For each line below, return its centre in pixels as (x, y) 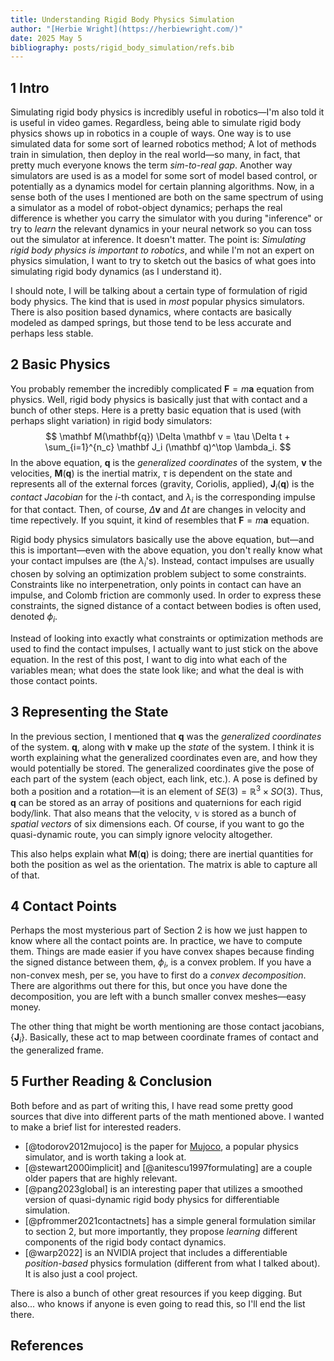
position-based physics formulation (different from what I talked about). (172, 1263)
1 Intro (30, 87)
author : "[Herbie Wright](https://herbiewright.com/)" (127, 29)
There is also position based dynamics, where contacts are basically (151, 312)
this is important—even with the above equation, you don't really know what (166, 550)
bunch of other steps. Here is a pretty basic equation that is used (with (156, 410)
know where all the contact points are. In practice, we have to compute (156, 941)
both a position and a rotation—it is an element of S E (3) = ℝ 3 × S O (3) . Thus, (166, 790)
